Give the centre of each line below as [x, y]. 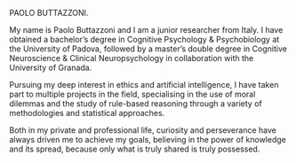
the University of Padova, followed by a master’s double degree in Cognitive [148, 49]
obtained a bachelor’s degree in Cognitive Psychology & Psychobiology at [144, 39]
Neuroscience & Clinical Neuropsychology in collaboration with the [132, 58]
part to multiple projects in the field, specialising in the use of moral [132, 94]
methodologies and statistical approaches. [87, 113]
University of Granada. [51, 67]
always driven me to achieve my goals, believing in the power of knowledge [148, 140]
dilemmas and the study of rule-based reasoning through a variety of [136, 104]
